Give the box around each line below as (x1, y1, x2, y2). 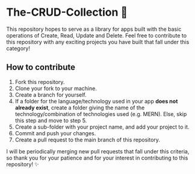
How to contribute (6, 62, 76, 72)
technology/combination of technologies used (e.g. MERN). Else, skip (14, 110, 187, 117)
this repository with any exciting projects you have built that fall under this (6, 38, 190, 45)
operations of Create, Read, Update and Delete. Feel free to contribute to (6, 31, 187, 39)
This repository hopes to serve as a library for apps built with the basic (6, 25, 182, 33)
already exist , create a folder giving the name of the (14, 104, 145, 111)
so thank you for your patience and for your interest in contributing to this (6, 154, 188, 161)
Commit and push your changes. (14, 129, 96, 137)
